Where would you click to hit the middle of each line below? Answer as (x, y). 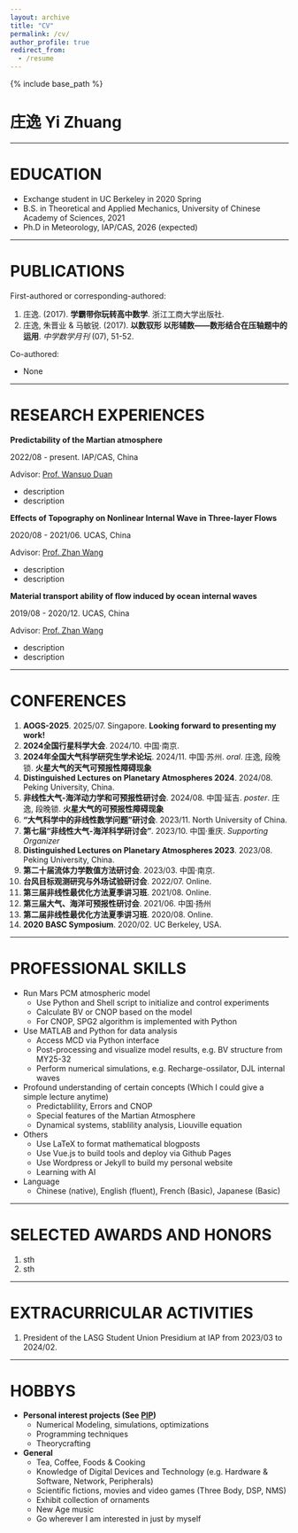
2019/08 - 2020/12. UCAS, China (70, 613)
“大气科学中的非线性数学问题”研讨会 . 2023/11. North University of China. (155, 820)
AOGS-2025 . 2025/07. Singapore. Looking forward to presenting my (149, 725)
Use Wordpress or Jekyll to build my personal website (134, 1163)
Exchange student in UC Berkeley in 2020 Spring (112, 198)
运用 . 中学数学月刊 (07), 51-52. (78, 336)
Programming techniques (82, 1434)
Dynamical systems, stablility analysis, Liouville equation (139, 1124)
